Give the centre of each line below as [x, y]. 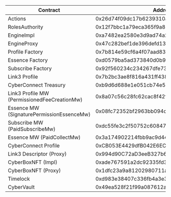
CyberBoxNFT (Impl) [33, 162]
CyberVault [21, 187]
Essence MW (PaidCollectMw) [44, 137]
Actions [17, 19]
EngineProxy [23, 44]
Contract [49, 10]
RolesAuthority [25, 27]
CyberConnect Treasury [37, 85]
